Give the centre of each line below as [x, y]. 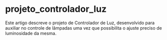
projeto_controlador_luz [56, 9]
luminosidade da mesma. [31, 33]
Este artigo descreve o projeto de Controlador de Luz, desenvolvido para [80, 23]
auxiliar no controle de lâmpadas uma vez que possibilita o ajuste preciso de [83, 28]
